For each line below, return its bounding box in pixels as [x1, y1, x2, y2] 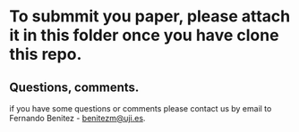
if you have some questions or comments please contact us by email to [9, 103, 272, 113]
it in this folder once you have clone [9, 25, 279, 45]
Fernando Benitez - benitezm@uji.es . [9, 113, 146, 123]
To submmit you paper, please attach [9, 6, 291, 27]
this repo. [9, 45, 82, 64]
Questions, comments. [9, 79, 140, 95]
